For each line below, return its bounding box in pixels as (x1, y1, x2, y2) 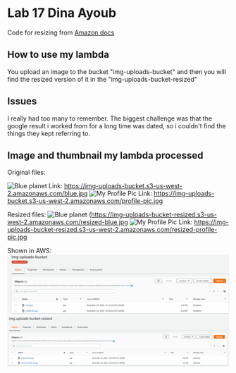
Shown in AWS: (7, 247, 52, 255)
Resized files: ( (7, 210, 92, 219)
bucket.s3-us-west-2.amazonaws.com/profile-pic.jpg (7, 197, 163, 205)
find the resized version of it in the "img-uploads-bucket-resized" (7, 75, 198, 83)
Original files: (7, 168, 46, 177)
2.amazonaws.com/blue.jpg (7, 189, 88, 198)
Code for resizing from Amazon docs (7, 28, 115, 37)
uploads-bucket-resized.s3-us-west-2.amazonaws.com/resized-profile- (7, 226, 218, 234)
